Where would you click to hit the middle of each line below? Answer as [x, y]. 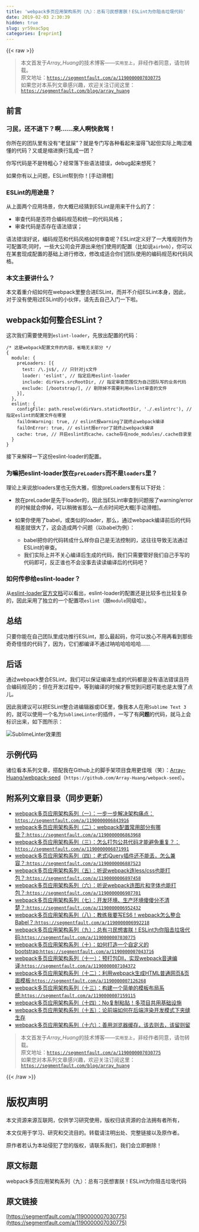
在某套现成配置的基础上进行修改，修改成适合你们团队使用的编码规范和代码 [97, 254]
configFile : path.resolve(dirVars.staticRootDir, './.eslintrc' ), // [105, 409]
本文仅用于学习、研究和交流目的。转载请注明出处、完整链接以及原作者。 [94, 1133]
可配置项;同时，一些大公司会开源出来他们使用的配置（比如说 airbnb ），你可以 [99, 247]
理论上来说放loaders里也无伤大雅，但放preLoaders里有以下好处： [86, 487]
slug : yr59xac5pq [28, 28]
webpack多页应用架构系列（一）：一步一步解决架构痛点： [84, 814]
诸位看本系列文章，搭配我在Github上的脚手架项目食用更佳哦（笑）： [88, 770]
